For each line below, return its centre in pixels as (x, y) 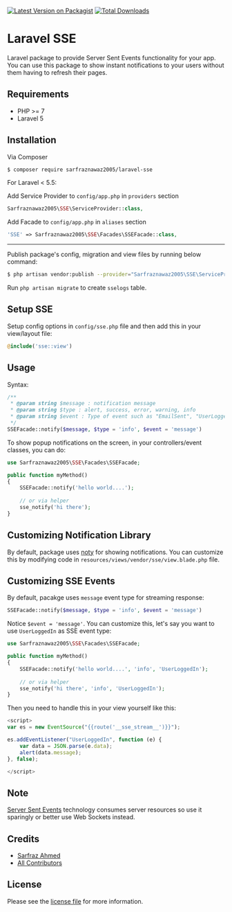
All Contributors (39, 863)
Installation (32, 140)
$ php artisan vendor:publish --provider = (69, 275)
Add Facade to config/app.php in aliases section (77, 222)
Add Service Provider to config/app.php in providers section (93, 196)
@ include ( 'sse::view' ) (40, 346)
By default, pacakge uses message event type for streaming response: (106, 598)
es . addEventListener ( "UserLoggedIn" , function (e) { (85, 740)
